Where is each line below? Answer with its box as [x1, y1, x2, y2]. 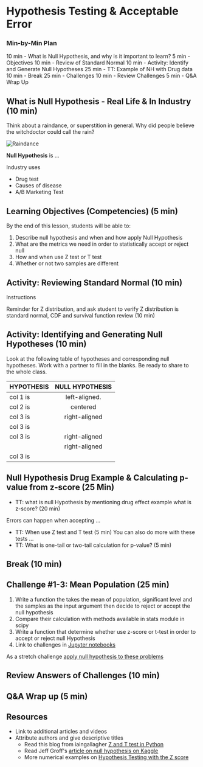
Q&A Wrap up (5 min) [6, 691, 88, 701]
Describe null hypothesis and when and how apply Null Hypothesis [15, 234, 183, 241]
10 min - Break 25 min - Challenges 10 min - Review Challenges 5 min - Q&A [6, 72, 197, 80]
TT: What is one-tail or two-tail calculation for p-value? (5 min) [15, 541, 172, 549]
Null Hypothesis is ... [6, 152, 60, 159]
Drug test [15, 175, 39, 183]
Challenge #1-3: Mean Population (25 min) [6, 580, 170, 590]
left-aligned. [65, 392, 101, 401]
